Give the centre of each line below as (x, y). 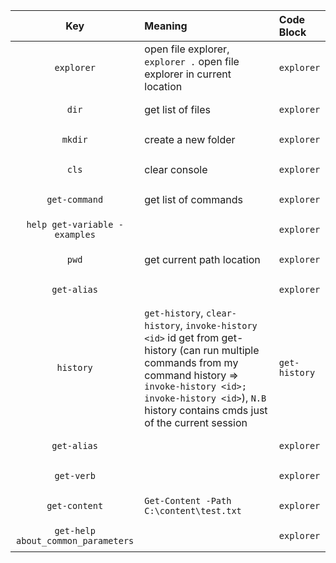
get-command (75, 199)
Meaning (166, 26)
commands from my (191, 362)
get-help (75, 530)
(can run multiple (219, 350)
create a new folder (190, 139)
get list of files (177, 109)
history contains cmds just (206, 410)
